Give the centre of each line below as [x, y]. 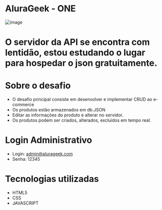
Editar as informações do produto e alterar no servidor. [68, 115]
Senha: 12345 [26, 159]
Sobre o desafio [38, 86]
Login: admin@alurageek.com [42, 154]
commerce [23, 105]
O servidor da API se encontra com [78, 42]
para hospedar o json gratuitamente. [81, 63]
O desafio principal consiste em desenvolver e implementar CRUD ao [82, 100]
